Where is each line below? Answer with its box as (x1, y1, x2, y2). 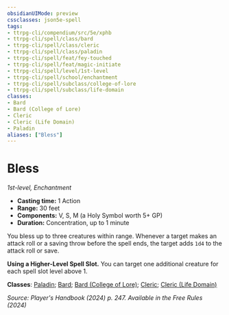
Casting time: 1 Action (16, 197, 81, 205)
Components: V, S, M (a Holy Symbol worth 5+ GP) (16, 211, 163, 220)
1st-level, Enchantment (7, 183, 72, 192)
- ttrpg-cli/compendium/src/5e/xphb (7, 29, 112, 36)
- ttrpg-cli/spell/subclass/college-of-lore (7, 80, 136, 87)
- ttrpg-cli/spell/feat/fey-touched (7, 55, 112, 62)
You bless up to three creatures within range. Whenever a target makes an (7, 232, 217, 240)
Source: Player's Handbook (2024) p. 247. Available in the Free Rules (7, 294, 203, 302)
